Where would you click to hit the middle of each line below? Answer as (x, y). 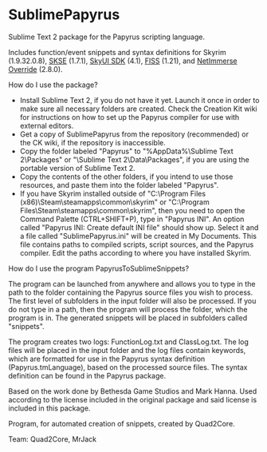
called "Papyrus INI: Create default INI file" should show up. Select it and (139, 227)
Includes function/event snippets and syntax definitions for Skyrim (117, 52)
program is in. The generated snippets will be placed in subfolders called (128, 318)
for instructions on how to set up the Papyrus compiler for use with (130, 117)
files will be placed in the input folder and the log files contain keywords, (127, 350)
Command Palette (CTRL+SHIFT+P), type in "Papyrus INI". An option (132, 219)
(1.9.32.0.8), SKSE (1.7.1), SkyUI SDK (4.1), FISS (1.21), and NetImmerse (123, 61)
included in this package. (49, 408)
